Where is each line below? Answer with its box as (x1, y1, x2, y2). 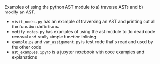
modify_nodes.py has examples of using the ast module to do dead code (11, 29, 156, 34)
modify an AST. (4, 9, 35, 15)
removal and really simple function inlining (11, 34, 96, 39)
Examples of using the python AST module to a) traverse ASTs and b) (4, 4, 144, 10)
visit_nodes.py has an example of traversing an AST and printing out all (11, 19, 156, 24)
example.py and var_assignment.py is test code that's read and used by (11, 39, 153, 45)
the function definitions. (11, 24, 60, 29)
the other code (11, 44, 42, 50)
